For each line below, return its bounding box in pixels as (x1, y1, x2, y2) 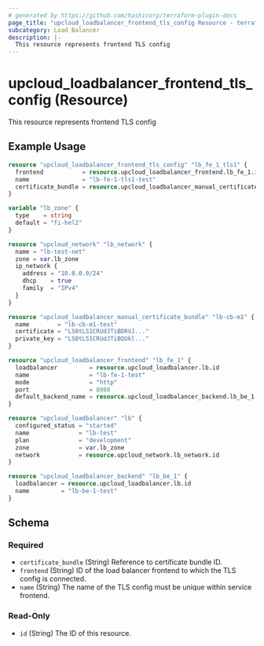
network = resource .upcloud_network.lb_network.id (15, 451, 220, 459)
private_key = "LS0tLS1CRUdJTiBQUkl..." (15, 335, 149, 343)
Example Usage (8, 140, 86, 153)
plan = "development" (15, 436, 132, 444)
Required (8, 540, 44, 551)
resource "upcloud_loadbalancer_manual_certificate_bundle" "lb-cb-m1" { (8, 313, 255, 321)
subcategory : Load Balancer (8, 26, 101, 34)
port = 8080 (15, 386, 111, 394)
